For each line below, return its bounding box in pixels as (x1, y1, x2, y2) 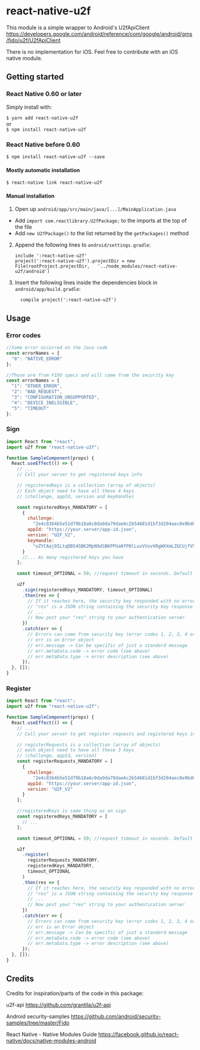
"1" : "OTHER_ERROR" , (11, 383, 62, 389)
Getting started (6, 72, 64, 82)
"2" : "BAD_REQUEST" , (11, 389, 62, 395)
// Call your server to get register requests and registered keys (17, 730, 187, 737)
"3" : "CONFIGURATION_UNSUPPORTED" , (11, 394, 100, 401)
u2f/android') (14, 269, 50, 275)
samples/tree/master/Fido (6, 1019, 70, 1026)
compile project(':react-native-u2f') (20, 297, 117, 303)
